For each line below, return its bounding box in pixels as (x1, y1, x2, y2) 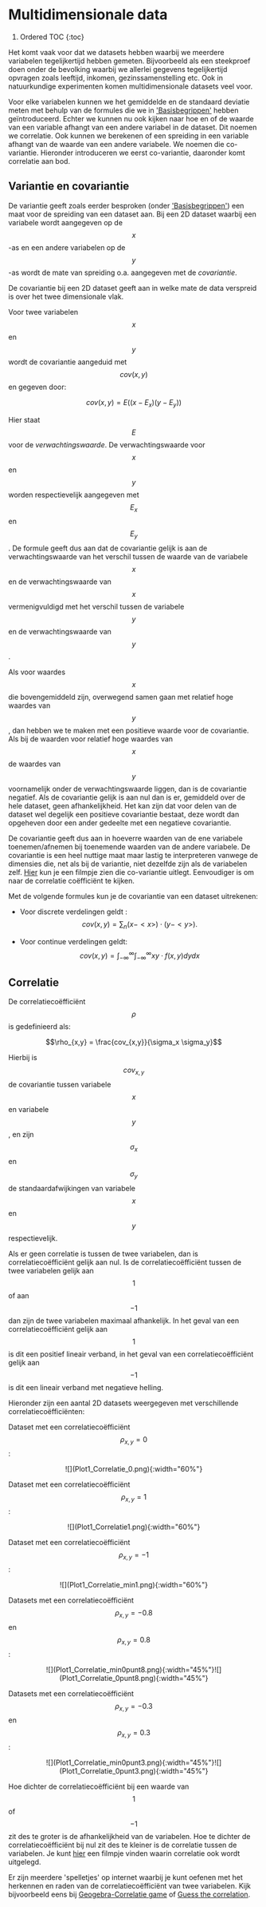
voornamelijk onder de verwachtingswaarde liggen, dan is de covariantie (8, 785, 247, 794)
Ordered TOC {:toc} (19, 32, 85, 42)
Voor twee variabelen (8, 307, 79, 316)
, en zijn (8, 1130, 34, 1139)
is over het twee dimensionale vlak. (8, 292, 124, 301)
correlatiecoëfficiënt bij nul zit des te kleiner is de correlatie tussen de (8, 1840, 237, 1850)
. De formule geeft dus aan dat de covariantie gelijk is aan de (8, 543, 208, 553)
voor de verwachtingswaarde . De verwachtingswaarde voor (8, 439, 205, 449)
